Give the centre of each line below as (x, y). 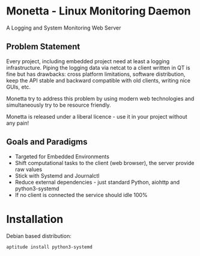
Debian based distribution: (39, 236)
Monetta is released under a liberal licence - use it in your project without (97, 116)
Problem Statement (43, 47)
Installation (35, 219)
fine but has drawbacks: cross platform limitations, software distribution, (96, 74)
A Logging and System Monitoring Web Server (64, 28)
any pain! (17, 123)
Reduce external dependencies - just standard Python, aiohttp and (97, 182)
